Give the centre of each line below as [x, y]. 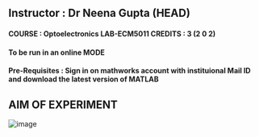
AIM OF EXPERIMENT [63, 104]
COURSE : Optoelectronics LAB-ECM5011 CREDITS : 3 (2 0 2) [112, 33]
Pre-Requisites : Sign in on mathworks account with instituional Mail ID [130, 71]
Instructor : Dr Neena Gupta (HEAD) [100, 13]
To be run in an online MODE [56, 52]
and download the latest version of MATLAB [84, 79]
